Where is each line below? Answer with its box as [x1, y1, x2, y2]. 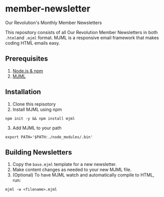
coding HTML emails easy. [5, 40, 60, 46]
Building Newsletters [5, 148, 72, 156]
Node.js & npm [12, 68, 44, 74]
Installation [5, 88, 41, 96]
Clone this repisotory [12, 101, 56, 107]
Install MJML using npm [12, 106, 62, 112]
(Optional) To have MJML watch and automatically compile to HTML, [12, 172, 154, 178]
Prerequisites [5, 55, 48, 63]
